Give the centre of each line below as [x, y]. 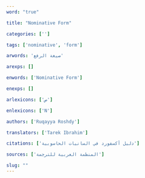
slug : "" [17, 166]
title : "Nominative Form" [39, 23]
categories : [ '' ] [28, 34]
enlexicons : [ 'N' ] [29, 111]
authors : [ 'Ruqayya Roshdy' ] [43, 122]
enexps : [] [20, 89]
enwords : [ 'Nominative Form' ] [45, 78]
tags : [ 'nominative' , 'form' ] [45, 45]
